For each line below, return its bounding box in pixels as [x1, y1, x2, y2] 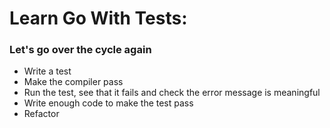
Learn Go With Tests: [9, 7, 188, 30]
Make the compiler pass [23, 76, 124, 88]
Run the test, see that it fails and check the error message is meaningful [23, 87, 321, 99]
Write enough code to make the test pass [23, 97, 194, 109]
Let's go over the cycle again [9, 43, 152, 57]
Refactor [23, 108, 60, 120]
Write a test [23, 65, 72, 77]
